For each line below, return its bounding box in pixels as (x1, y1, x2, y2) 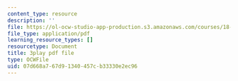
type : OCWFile (7, 56, 50, 63)
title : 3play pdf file (7, 50, 74, 57)
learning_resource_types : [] (7, 37, 93, 44)
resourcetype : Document (7, 43, 78, 50)
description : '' (7, 17, 55, 24)
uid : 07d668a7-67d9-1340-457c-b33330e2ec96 (7, 63, 138, 70)
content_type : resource (7, 10, 78, 18)
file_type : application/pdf (7, 30, 91, 37)
